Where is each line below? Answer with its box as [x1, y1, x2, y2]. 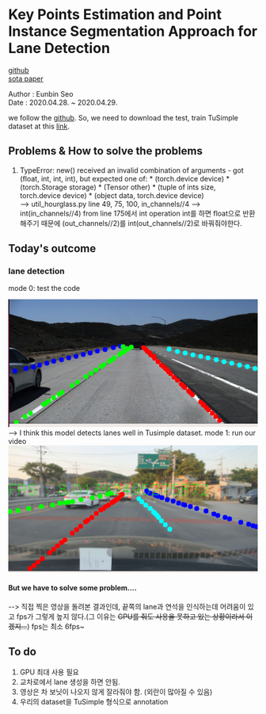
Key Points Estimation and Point [8, 6, 222, 24]
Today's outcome [8, 242, 97, 255]
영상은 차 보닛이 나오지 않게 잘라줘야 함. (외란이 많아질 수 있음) [19, 687, 213, 697]
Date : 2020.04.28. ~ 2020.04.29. [8, 97, 118, 107]
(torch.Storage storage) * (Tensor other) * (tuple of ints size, [19, 182, 216, 192]
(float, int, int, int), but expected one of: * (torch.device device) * [19, 174, 230, 183]
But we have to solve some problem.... [8, 583, 137, 593]
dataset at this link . [8, 121, 70, 131]
